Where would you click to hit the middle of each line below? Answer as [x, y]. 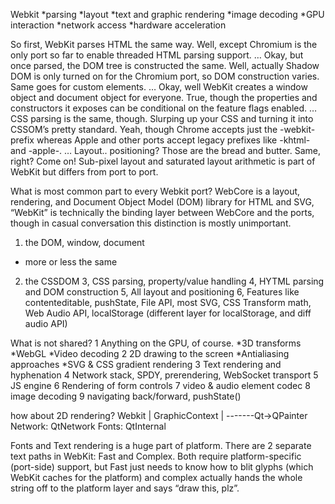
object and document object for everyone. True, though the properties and [164, 97]
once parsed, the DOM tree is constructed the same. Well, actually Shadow [165, 65]
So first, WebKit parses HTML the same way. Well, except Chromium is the [164, 44]
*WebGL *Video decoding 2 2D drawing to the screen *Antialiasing [150, 353]
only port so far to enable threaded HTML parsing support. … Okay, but [157, 55]
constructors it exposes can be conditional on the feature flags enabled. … [164, 108]
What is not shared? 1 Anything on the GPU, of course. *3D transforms [156, 343]
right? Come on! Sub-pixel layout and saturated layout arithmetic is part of [163, 161]
